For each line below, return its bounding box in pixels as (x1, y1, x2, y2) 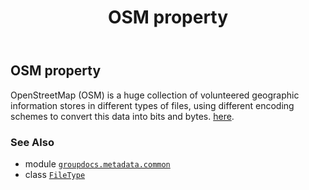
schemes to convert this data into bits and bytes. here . (10, 110, 235, 122)
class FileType (24, 168, 86, 180)
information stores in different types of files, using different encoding (10, 99, 295, 111)
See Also (10, 135, 55, 149)
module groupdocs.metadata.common (24, 157, 171, 170)
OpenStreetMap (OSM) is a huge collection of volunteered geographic (10, 89, 300, 101)
